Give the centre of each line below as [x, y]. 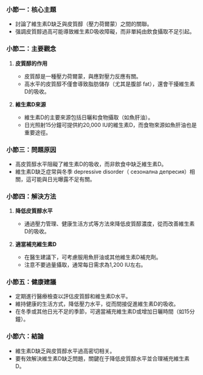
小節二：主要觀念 [31, 49]
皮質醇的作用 [31, 63]
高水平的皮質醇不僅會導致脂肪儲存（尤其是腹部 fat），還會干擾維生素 [109, 84]
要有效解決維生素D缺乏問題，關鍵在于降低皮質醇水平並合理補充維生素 [102, 358]
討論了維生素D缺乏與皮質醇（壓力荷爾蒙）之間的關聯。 [84, 24]
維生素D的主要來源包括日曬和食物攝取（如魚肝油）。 [89, 117]
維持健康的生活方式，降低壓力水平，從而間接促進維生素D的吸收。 [97, 304]
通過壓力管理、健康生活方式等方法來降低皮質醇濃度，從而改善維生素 [109, 224]
